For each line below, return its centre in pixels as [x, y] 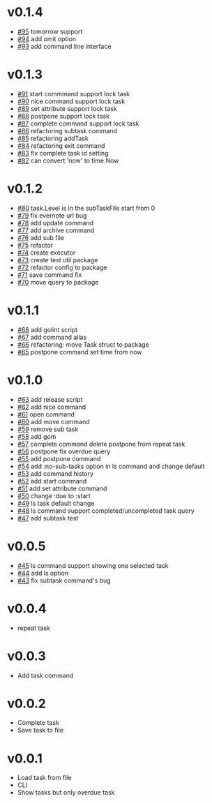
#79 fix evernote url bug [52, 215]
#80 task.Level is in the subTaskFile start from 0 [86, 208]
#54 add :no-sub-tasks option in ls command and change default [111, 466]
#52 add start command [52, 481]
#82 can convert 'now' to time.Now [68, 160]
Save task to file [40, 730]
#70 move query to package [58, 282]
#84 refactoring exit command [61, 145]
